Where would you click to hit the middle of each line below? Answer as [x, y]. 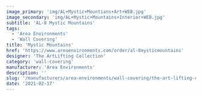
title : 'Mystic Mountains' [40, 45]
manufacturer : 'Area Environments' [51, 67]
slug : [13, 78]
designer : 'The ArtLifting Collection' [56, 56]
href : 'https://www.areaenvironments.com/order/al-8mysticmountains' [95, 51]
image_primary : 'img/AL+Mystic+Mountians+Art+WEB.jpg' [76, 12]
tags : [13, 28]
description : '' [26, 73]
